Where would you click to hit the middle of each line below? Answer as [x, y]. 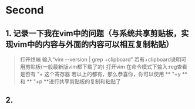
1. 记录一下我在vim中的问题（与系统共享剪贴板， [93, 33]
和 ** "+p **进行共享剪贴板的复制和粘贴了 [70, 81]
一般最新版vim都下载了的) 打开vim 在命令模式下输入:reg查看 [115, 67]
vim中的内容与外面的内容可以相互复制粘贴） [93, 44]
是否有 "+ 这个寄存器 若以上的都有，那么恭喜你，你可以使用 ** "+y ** [103, 74]
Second [25, 10]
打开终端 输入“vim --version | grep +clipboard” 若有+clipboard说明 [100, 59]
